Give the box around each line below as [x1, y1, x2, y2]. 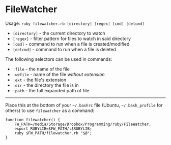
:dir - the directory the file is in [12, 82, 79, 88]
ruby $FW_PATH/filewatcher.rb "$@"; [14, 130, 93, 135]
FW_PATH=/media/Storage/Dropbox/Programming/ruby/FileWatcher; [14, 122, 152, 127]
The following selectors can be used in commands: [5, 56, 112, 62]
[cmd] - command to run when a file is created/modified [12, 41, 130, 47]
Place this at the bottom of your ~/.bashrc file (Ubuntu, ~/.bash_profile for [5, 102, 163, 108]
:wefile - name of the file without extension [12, 71, 105, 77]
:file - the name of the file [12, 66, 70, 72]
